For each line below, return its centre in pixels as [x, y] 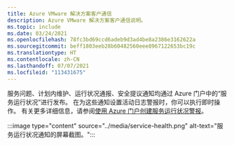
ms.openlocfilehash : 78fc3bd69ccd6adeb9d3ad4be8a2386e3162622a [102, 40]
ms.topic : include [34, 27]
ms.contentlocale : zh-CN [43, 60]
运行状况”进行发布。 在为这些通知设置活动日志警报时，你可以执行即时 [114, 102]
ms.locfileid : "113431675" [47, 72]
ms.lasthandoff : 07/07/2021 [48, 66]
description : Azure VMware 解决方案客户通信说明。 [77, 20]
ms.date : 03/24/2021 [37, 33]
